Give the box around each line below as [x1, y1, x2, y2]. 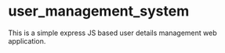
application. [8, 36, 46, 45]
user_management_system [8, 2, 190, 20]
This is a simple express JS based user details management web [8, 28, 217, 37]
